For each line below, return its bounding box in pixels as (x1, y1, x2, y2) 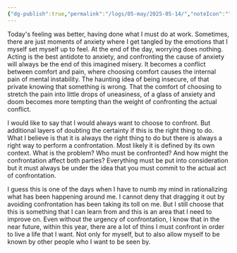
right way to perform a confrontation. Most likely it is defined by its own (7, 141, 215, 149)
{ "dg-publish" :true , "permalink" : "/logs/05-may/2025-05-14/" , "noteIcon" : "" (7, 10, 232, 18)
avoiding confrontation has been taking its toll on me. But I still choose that (7, 199, 224, 208)
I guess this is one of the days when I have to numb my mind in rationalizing (7, 184, 228, 193)
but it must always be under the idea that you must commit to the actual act (7, 163, 227, 172)
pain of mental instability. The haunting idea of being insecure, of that (7, 75, 209, 83)
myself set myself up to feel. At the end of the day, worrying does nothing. (7, 45, 224, 53)
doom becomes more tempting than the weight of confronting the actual (7, 97, 217, 106)
